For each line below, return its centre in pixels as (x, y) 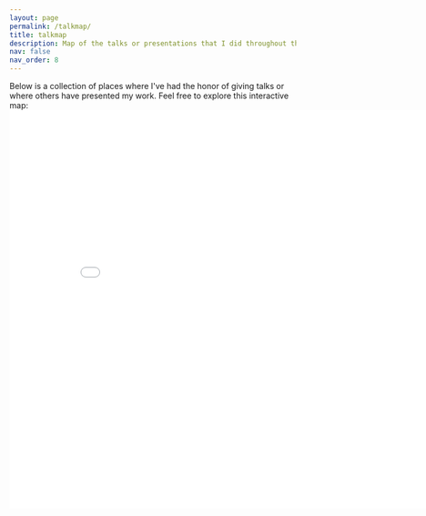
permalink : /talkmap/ (51, 26)
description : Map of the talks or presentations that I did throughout (148, 43)
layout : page (34, 18)
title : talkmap (38, 35)
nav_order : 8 (34, 60)
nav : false (30, 52)
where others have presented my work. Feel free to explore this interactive (149, 96)
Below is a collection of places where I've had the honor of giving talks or (147, 86)
